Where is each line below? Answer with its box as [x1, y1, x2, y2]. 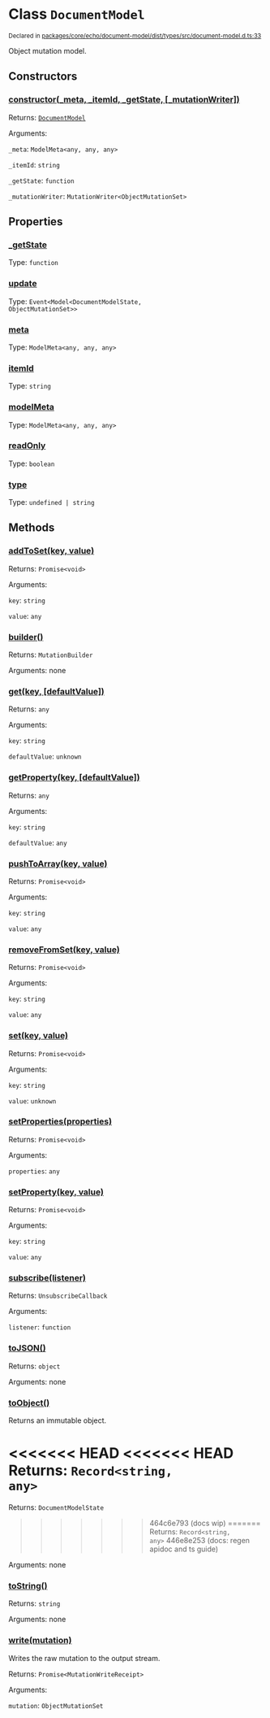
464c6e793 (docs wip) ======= [149, 1518, 261, 1528]
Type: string [8, 381, 51, 391]
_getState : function [8, 176, 75, 185]
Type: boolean [8, 459, 55, 468]
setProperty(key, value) [8, 1186, 104, 1198]
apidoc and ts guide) [149, 1544, 219, 1554]
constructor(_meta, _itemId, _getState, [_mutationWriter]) [8, 94, 241, 106]
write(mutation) [8, 1635, 72, 1646]
